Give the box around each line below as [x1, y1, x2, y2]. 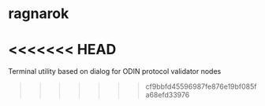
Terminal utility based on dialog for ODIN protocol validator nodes [8, 67, 222, 76]
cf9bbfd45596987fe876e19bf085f [145, 82, 257, 91]
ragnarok [8, 5, 69, 23]
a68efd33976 [145, 90, 190, 100]
